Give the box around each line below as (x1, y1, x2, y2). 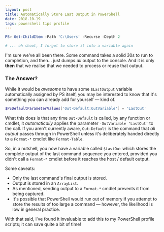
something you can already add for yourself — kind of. (5, 97, 116, 102)
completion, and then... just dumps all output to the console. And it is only (5, 58, 155, 63)
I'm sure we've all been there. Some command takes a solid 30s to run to (5, 52, 153, 58)
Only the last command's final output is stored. (12, 175, 107, 181)
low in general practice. (12, 206, 60, 212)
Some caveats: (5, 166, 35, 171)
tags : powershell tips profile (5, 21, 69, 26)
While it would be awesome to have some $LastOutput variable (5, 86, 132, 92)
